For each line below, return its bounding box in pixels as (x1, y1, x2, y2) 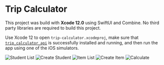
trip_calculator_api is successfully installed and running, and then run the (5, 39, 159, 45)
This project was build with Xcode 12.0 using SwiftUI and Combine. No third (5, 20, 160, 26)
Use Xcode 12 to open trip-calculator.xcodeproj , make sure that (5, 34, 139, 40)
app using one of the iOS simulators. (5, 45, 79, 51)
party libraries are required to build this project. (5, 25, 101, 31)
